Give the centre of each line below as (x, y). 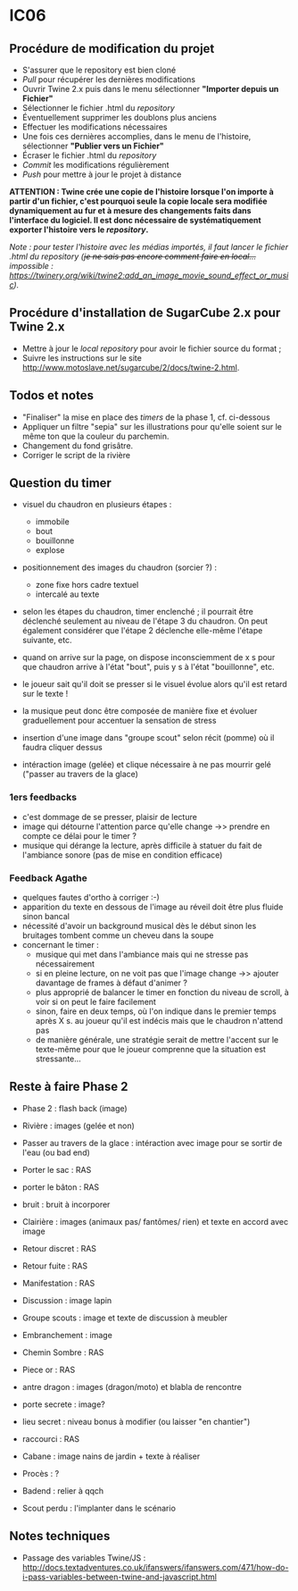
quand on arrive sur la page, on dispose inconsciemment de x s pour (149, 657)
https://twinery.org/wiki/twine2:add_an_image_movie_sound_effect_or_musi (149, 275)
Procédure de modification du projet (112, 49)
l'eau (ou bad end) (56, 1152)
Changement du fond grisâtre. (78, 445)
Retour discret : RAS (59, 1248)
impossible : (31, 266)
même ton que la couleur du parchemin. (95, 436)
